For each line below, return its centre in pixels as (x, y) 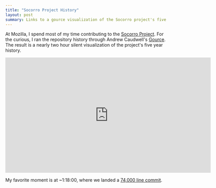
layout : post (19, 15)
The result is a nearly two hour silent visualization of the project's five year (84, 45)
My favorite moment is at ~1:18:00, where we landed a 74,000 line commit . (84, 180)
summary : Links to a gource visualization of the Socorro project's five (86, 19)
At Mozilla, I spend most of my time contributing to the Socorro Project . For (85, 34)
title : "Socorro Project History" (42, 10)
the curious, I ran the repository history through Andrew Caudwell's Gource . (85, 39)
